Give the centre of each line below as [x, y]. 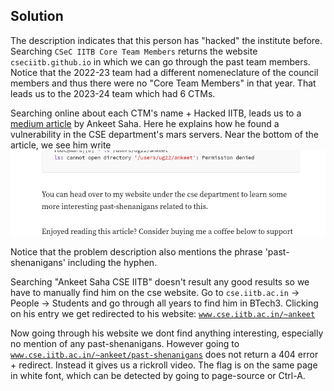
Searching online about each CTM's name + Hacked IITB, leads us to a [156, 113]
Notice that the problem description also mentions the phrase [136, 252]
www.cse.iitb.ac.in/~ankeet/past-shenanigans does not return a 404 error [164, 355]
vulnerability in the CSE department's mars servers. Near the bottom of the [164, 134]
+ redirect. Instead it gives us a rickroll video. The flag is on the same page [164, 365]
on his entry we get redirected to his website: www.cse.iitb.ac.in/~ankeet [163, 314]
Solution [37, 16]
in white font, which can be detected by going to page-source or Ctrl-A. [158, 376]
